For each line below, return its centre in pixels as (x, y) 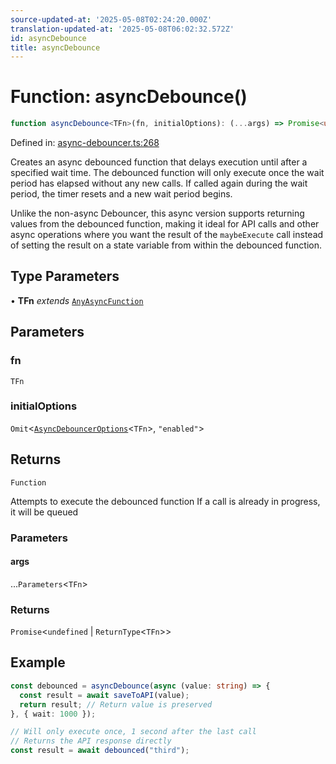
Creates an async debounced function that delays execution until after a (159, 162)
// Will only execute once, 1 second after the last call (133, 732)
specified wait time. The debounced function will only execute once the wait (167, 173)
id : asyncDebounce (48, 38)
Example (38, 662)
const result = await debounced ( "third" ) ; (100, 751)
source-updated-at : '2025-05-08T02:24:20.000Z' (111, 19)
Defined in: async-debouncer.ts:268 (85, 143)
